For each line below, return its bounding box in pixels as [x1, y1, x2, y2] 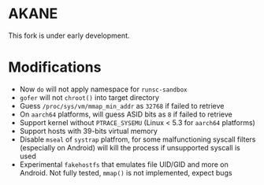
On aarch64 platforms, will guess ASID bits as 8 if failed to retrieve [19, 109, 232, 119]
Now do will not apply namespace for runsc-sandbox [19, 84, 188, 94]
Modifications [8, 58, 102, 76]
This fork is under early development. [8, 31, 130, 40]
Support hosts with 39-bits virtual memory [19, 126, 158, 135]
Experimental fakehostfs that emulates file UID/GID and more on [19, 159, 229, 169]
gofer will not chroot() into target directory [19, 92, 160, 102]
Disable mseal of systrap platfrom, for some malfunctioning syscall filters [19, 135, 256, 144]
